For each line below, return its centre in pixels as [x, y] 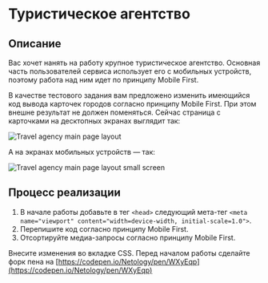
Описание [35, 44]
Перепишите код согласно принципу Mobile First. [104, 228]
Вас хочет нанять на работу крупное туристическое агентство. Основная [134, 63]
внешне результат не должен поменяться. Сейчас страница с [115, 112]
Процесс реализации [65, 193]
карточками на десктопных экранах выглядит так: [94, 121]
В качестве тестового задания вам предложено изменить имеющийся [129, 95]
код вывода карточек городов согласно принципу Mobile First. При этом [132, 104]
